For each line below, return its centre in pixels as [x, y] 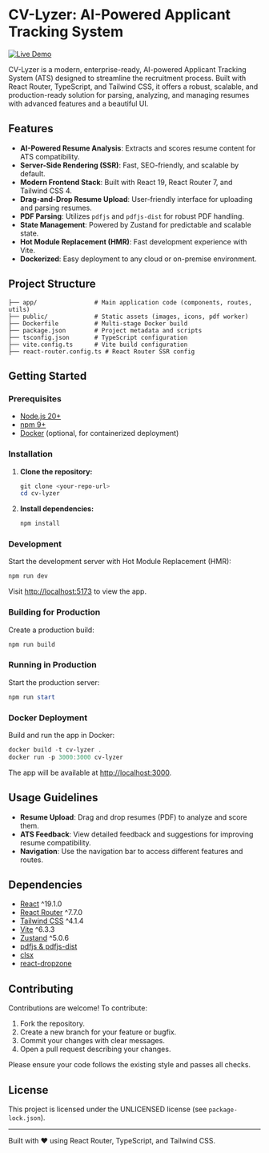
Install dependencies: [57, 509]
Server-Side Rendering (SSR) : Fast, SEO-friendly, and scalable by [129, 165]
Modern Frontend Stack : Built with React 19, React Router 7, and [126, 182]
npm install [40, 524]
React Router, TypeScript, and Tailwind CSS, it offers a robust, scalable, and [133, 87]
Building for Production [54, 612]
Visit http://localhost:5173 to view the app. [77, 591]
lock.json [25, 1118]
